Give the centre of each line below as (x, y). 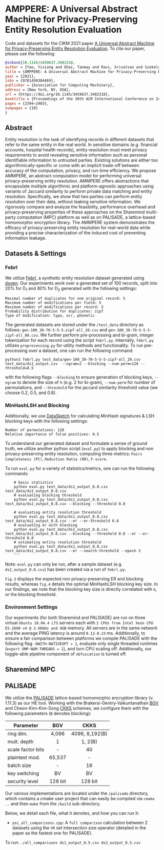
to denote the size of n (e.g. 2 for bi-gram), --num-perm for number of (86, 382)
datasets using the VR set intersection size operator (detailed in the (79, 828)
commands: (17, 474)
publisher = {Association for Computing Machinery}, (60, 85)
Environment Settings (31, 607)
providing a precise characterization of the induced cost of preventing (75, 233)
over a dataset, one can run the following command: (81, 351)
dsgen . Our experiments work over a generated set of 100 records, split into (81, 283)
